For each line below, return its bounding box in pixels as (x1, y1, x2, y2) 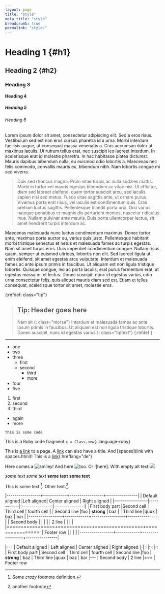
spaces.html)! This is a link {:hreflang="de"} (5, 453, 92, 459)
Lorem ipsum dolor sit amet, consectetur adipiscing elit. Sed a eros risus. (5, 132, 153, 138)
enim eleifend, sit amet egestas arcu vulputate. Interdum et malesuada (5, 256, 147, 262)
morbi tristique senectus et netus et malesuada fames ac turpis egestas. (5, 240, 151, 246)
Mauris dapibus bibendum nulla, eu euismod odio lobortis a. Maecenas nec (5, 158, 157, 164)
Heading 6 (5, 117, 27, 123)
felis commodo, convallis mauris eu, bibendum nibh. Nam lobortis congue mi (5, 164, 160, 169)
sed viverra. (5, 168, 29, 175)
